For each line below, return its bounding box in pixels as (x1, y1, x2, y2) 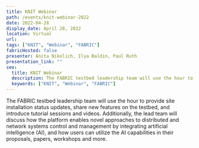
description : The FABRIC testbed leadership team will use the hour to (11, 75, 194, 81)
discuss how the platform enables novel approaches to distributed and (6, 116, 179, 123)
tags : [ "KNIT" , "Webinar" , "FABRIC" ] (6, 42, 100, 48)
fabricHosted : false (6, 48, 58, 54)
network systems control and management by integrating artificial (6, 123, 168, 129)
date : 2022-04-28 (6, 20, 49, 26)
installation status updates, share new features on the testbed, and (6, 104, 170, 110)
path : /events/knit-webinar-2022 (6, 14, 89, 20)
